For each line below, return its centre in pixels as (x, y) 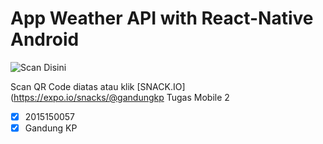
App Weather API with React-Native (162, 18)
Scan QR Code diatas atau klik (72, 86)
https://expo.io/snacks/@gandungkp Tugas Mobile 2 (121, 97)
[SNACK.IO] (161, 86)
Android (45, 39)
